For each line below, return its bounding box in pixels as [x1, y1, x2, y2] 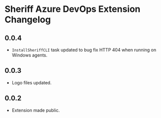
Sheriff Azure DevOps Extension [4, 3, 141, 15]
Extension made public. [11, 107, 60, 113]
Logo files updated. [11, 79, 52, 85]
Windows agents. [11, 52, 48, 58]
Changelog [4, 14, 51, 25]
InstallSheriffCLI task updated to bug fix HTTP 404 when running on [11, 47, 157, 53]
